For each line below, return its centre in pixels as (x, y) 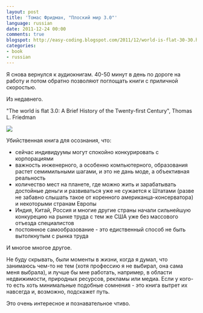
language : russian (29, 23)
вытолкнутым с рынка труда (52, 236)
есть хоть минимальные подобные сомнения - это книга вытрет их (100, 285)
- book (14, 52)
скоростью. (21, 87)
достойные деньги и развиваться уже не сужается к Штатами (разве (105, 190)
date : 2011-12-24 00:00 (36, 29)
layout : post (23, 12)
